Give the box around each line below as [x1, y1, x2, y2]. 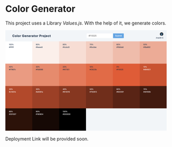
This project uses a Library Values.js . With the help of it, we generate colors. [5, 20, 166, 26]
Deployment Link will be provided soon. [5, 136, 89, 142]
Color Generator [5, 3, 76, 15]
